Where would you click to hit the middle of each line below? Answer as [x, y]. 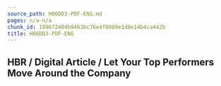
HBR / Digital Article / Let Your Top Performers [111, 62]
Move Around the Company [69, 73]
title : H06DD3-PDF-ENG [41, 33]
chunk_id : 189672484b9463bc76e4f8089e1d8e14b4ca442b [86, 27]
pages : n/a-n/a [30, 20]
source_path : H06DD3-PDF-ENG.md [55, 14]
